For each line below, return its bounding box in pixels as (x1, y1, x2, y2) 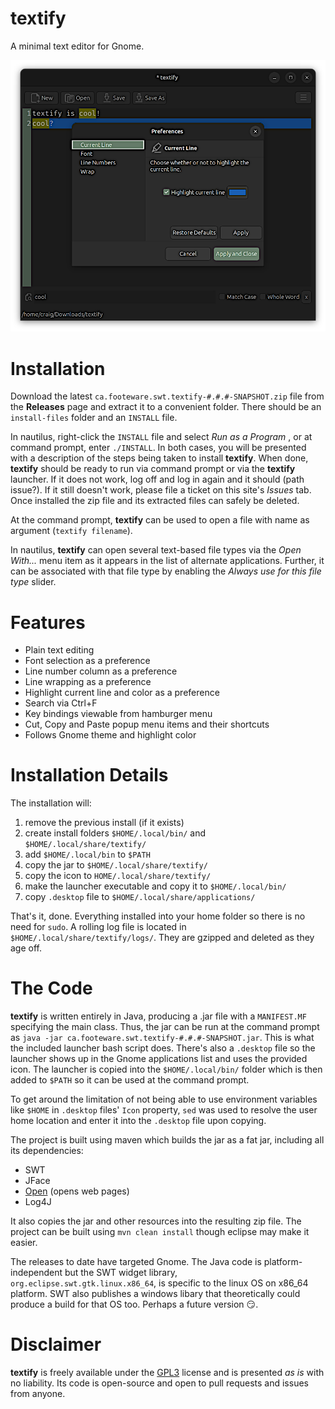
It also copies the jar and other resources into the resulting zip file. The (10, 1215, 302, 1227)
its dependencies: (10, 1145, 84, 1157)
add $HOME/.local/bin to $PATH (24, 848, 151, 861)
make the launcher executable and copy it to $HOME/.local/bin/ (24, 880, 287, 892)
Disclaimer (10, 1333, 102, 1356)
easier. (10, 1237, 38, 1249)
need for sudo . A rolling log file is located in (10, 921, 187, 933)
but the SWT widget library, (64, 1267, 178, 1279)
